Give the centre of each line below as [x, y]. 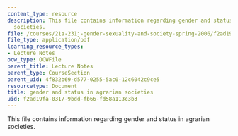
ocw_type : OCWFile [34, 60]
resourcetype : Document [42, 86]
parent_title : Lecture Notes [50, 66]
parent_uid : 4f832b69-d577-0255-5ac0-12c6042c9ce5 [84, 79]
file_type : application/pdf [49, 40]
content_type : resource [42, 14]
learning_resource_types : [45, 47]
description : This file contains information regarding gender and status [120, 20]
